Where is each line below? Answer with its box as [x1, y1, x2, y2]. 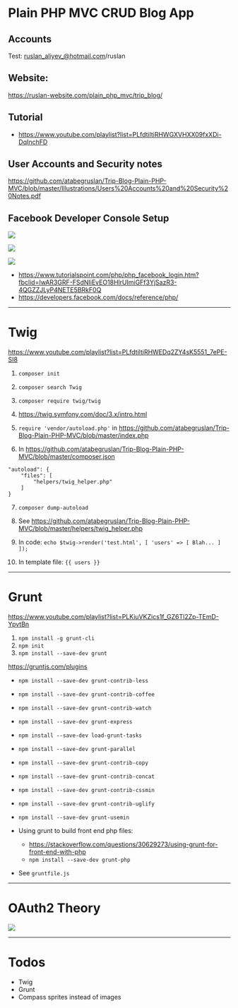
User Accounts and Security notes [8, 158, 163, 170]
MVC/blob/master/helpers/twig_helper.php [18, 524, 143, 533]
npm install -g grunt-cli [18, 635, 95, 642]
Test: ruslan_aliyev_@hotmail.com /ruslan [8, 52, 126, 60]
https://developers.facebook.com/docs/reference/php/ [18, 293, 179, 301]
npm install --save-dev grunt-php [28, 856, 131, 864]
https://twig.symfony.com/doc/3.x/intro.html [18, 410, 148, 419]
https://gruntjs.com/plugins [8, 662, 88, 671]
